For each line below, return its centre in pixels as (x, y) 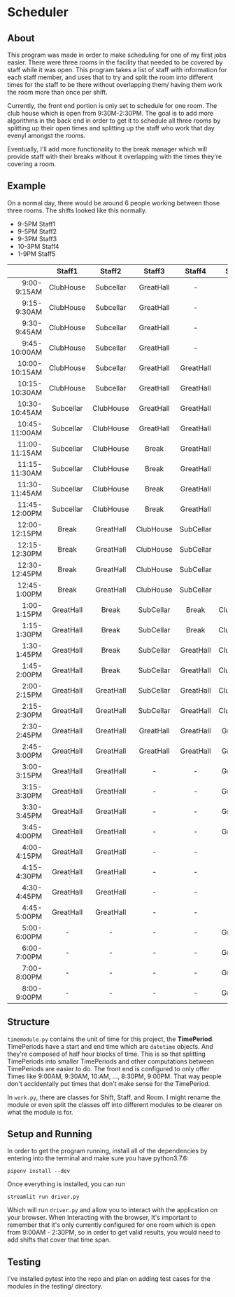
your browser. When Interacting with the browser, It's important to (102, 1218)
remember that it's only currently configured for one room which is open (112, 1225)
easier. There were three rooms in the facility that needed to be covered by (115, 62)
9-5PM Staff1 (36, 224)
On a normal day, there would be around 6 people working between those (114, 203)
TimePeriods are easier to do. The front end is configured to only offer (108, 1068)
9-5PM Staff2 (37, 231)
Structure (29, 1022)
